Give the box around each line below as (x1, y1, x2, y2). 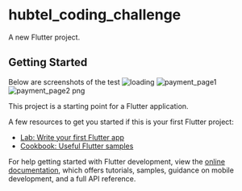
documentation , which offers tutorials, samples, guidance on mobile (8, 165, 234, 175)
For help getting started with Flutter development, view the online (8, 156, 226, 166)
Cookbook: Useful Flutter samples (19, 141, 134, 151)
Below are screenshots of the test (8, 77, 121, 86)
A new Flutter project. (8, 32, 81, 42)
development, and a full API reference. (8, 173, 136, 183)
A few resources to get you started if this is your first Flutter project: (8, 117, 234, 127)
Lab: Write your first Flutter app (19, 132, 125, 142)
